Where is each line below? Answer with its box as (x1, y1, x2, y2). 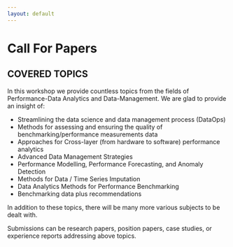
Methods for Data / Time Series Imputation (17, 174, 141, 183)
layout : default (7, 10, 55, 17)
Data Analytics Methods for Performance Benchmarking (17, 182, 180, 190)
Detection (17, 167, 46, 176)
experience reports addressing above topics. (7, 232, 136, 240)
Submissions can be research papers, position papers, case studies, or (7, 224, 212, 232)
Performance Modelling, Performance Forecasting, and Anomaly (17, 160, 204, 168)
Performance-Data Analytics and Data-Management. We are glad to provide (7, 94, 227, 102)
